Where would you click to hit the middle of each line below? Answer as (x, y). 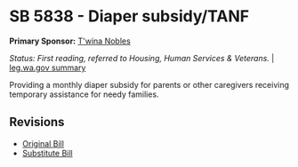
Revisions (37, 122)
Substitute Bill (47, 153)
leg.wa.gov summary (48, 68)
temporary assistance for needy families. (84, 94)
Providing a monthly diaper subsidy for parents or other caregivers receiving (149, 84)
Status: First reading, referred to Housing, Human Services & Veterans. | (142, 58)
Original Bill (43, 143)
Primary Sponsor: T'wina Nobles (70, 41)
